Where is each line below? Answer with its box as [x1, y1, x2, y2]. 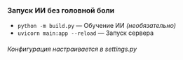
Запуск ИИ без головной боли [7, 6, 115, 15]
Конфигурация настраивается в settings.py [7, 45, 137, 53]
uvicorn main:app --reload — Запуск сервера [17, 29, 154, 37]
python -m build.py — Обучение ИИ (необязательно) [17, 22, 177, 30]
